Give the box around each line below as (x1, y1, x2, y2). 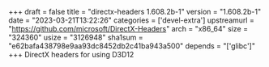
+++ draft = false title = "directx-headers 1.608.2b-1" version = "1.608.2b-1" (8, 7, 262, 16)
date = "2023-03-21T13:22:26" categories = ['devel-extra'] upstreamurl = (8, 15, 255, 25)
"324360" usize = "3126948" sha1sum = (8, 32, 143, 42)
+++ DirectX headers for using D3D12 (8, 50, 134, 59)
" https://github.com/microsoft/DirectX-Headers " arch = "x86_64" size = (8, 24, 249, 33)
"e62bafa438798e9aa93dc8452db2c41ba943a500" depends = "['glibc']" (8, 41, 255, 51)
